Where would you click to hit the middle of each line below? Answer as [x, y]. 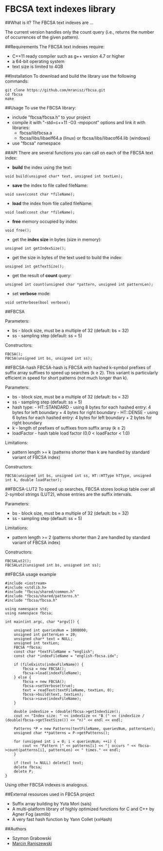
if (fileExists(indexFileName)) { [49, 664]
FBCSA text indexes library [60, 9]
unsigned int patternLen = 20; [45, 634]
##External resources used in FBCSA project [50, 794]
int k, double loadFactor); [34, 480]
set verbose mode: [31, 293]
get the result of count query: [42, 275]
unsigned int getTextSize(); [35, 266]
